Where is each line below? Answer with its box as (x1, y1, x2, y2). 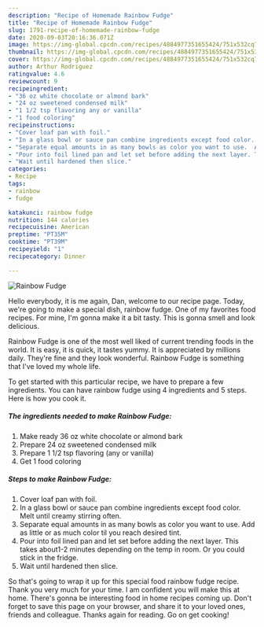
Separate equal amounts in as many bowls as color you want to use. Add (19, 519, 255, 529)
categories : (8, 165, 47, 173)
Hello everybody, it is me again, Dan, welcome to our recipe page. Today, (8, 296, 245, 305)
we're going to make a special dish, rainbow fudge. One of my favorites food (8, 304, 256, 314)
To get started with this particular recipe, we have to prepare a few (8, 377, 224, 386)
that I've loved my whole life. (8, 361, 101, 371)
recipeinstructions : (8, 121, 76, 129)
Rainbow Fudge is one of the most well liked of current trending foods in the (8, 336, 254, 346)
